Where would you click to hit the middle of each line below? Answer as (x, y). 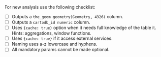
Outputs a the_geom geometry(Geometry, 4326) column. (67, 16)
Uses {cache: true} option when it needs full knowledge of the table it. (84, 28)
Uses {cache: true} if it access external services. (62, 38)
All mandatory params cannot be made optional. (61, 50)
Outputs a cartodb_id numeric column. (51, 22)
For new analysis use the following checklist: (50, 7)
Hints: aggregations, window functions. (51, 33)
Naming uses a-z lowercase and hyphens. (54, 44)
